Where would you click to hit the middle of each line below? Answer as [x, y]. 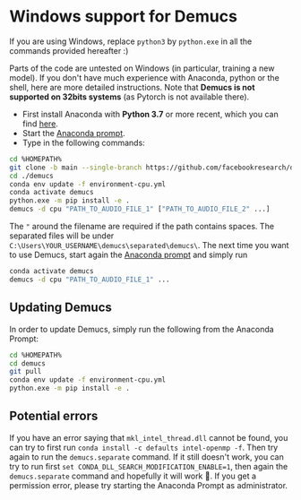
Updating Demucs [60, 308]
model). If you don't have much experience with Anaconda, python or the [144, 77]
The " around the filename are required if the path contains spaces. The [142, 227]
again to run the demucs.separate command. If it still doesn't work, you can [146, 457]
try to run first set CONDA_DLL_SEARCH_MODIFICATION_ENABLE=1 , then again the [149, 466]
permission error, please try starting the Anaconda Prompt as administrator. [149, 485]
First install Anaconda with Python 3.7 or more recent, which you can [150, 114]
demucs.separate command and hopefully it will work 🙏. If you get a [133, 476]
